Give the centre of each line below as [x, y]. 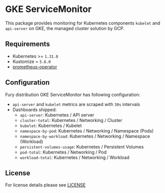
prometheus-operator [35, 66]
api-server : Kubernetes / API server [57, 115]
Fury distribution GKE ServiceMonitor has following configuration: [73, 94]
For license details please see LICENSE [45, 185]
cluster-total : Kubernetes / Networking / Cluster [71, 120]
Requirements [27, 44]
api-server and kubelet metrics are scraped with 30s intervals [76, 104]
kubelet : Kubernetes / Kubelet [51, 125]
